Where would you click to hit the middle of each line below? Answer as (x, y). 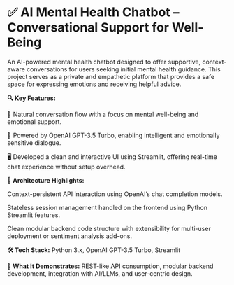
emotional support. (34, 121)
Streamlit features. (34, 215)
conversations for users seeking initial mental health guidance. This (124, 69)
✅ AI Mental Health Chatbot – (93, 12)
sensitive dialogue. (34, 142)
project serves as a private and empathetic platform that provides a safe (111, 76)
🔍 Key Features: (31, 98)
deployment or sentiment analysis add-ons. (70, 236)
